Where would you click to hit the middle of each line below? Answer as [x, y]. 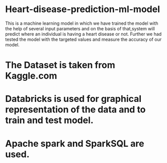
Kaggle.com [31, 76]
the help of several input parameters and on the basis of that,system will [80, 28]
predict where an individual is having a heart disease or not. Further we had [83, 34]
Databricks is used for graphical [73, 99]
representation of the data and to [75, 110]
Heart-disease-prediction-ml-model [82, 9]
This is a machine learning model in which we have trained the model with [82, 23]
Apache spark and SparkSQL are [75, 144]
